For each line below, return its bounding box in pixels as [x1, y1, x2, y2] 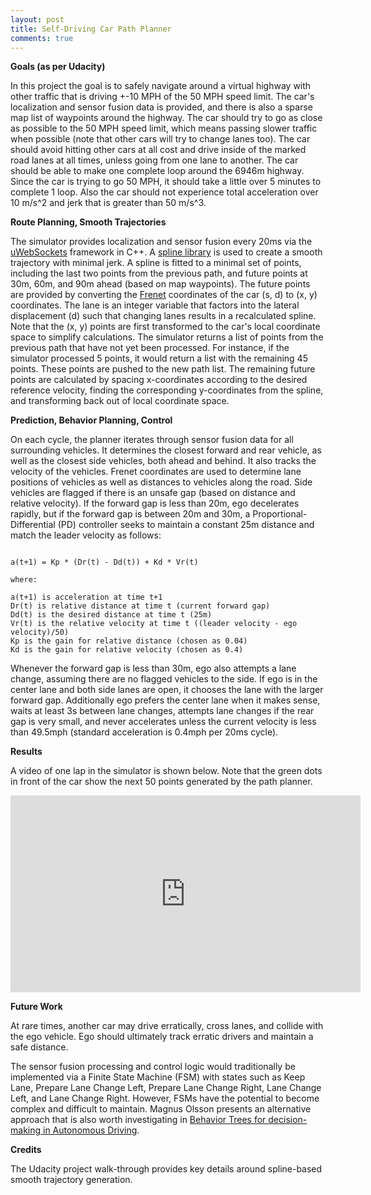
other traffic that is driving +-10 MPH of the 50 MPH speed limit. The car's [10, 91, 315, 103]
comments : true [10, 33, 74, 43]
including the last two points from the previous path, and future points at [10, 267, 308, 280]
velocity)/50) [10, 627, 70, 638]
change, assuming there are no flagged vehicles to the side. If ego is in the [10, 673, 318, 685]
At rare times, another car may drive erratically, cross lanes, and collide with [10, 1020, 324, 1032]
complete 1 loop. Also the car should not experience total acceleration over [10, 186, 319, 198]
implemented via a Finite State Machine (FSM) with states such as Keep [10, 1071, 306, 1083]
